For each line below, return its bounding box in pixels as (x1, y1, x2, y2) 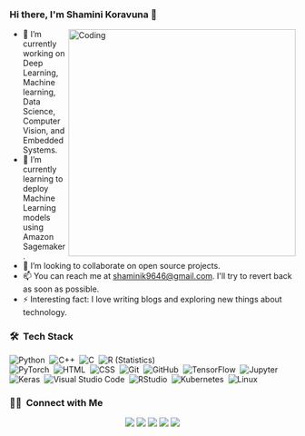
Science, (22, 106, 56, 117)
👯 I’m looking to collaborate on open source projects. (22, 261, 221, 272)
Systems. (22, 144, 58, 155)
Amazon (22, 232, 54, 243)
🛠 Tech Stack (9, 331, 74, 343)
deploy (22, 183, 49, 194)
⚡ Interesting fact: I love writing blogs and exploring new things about (22, 294, 283, 305)
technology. (22, 307, 68, 318)
